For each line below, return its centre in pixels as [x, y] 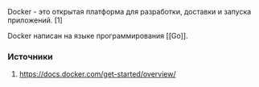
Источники [30, 56]
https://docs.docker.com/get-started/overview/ [97, 74]
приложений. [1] [35, 20]
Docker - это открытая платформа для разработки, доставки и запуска [129, 12]
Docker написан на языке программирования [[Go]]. [98, 36]
